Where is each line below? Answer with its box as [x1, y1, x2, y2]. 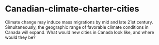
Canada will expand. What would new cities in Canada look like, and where [5, 29, 154, 35]
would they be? [5, 34, 36, 40]
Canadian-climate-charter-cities [5, 3, 140, 14]
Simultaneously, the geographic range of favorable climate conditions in [5, 24, 149, 30]
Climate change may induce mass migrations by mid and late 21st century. [5, 19, 154, 25]
